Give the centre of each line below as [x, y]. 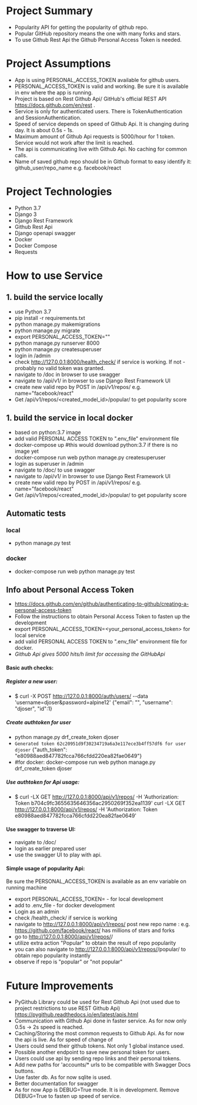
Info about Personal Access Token [70, 590]
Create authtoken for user [39, 722]
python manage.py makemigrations [57, 324]
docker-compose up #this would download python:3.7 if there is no [96, 444]
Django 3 [26, 214]
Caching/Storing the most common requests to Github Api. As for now [99, 1034]
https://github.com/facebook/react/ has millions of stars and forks [95, 930]
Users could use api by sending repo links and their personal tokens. [98, 1058]
